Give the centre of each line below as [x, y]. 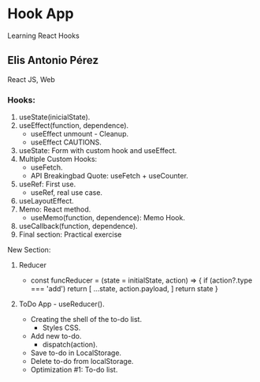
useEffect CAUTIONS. [66, 142]
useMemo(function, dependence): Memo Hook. [108, 218]
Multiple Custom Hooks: [58, 159]
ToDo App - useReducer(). [62, 304]
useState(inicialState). [54, 117]
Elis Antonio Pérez [53, 60]
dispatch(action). [70, 345]
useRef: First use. [47, 184]
